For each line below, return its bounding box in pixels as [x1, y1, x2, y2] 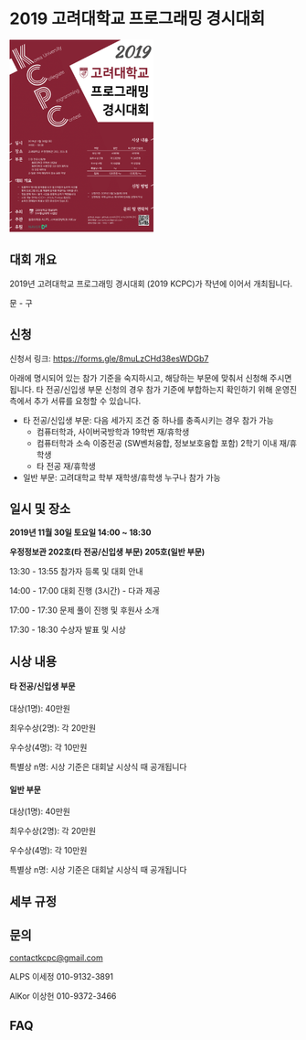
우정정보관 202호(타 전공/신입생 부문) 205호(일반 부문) [9, 546, 206, 558]
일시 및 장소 [9, 500, 71, 517]
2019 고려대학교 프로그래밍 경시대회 [9, 8, 266, 29]
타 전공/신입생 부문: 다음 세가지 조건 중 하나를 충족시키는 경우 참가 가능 [22, 414, 274, 425]
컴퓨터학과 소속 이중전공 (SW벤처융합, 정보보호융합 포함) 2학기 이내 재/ [36, 437, 290, 448]
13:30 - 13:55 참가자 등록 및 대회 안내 [9, 566, 143, 577]
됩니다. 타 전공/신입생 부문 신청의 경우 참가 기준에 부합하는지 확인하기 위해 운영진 [9, 383, 298, 394]
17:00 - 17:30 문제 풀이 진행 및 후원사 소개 [9, 605, 160, 616]
